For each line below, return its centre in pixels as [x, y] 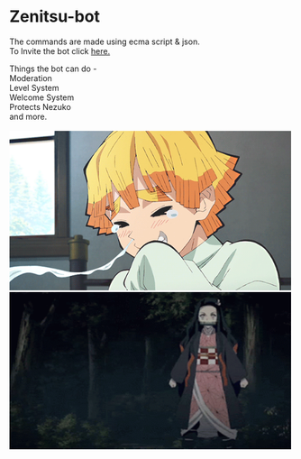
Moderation [31, 78]
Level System [34, 87]
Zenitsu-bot [55, 17]
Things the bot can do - [53, 69]
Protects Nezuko [41, 106]
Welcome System [42, 97]
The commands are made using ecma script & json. [105, 41]
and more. [28, 116]
